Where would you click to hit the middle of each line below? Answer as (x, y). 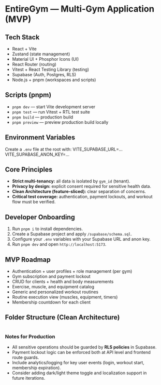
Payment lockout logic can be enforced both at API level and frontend (81, 352)
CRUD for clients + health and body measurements (63, 282)
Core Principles (29, 170)
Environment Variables (40, 138)
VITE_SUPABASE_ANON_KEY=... (37, 154)
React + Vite (24, 49)
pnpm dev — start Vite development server (54, 107)
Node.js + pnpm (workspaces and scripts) (54, 80)
